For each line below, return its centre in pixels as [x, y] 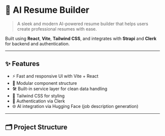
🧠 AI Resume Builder [47, 10]
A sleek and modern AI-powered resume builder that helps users [82, 24]
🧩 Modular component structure [44, 83]
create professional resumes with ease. [57, 29]
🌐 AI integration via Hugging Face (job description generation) [75, 106]
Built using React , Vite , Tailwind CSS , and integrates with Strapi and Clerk [81, 38]
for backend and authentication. [37, 43]
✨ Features [22, 64]
